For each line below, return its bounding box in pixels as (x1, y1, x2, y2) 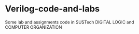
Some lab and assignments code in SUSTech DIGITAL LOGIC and (5, 19, 134, 25)
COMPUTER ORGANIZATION (5, 24, 62, 30)
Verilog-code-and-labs (5, 3, 100, 14)
